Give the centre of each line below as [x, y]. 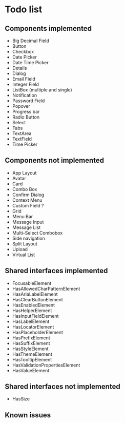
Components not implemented [55, 160]
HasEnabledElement [33, 305]
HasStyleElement [30, 349]
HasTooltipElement [32, 359]
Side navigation [29, 238]
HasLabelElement [31, 321]
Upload [20, 249]
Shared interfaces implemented [56, 271]
